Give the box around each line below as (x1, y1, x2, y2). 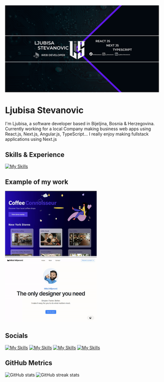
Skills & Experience (5, 150, 65, 159)
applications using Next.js (5, 136, 57, 142)
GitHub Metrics (5, 359, 53, 367)
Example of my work (5, 178, 68, 186)
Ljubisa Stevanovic (5, 105, 84, 115)
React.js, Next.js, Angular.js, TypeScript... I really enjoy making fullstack (5, 131, 149, 137)
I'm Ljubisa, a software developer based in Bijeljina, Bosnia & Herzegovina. (5, 121, 155, 127)
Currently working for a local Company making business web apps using (5, 126, 151, 132)
